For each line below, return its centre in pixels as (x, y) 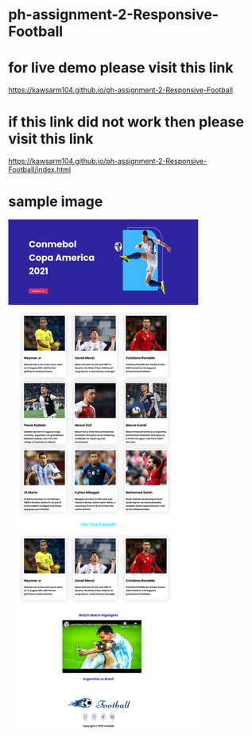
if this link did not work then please (126, 122)
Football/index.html (40, 169)
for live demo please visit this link (121, 68)
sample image (56, 202)
